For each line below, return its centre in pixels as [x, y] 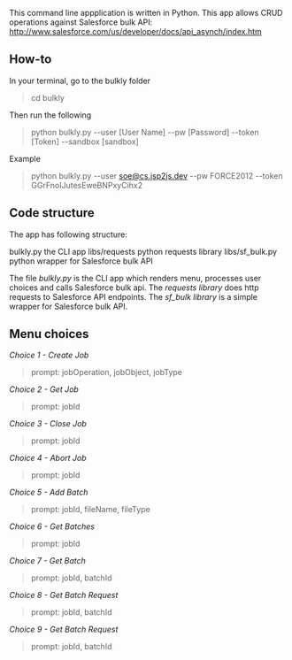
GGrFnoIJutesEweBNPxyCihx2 [87, 185]
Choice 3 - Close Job [48, 424]
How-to [31, 60]
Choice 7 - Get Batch [48, 561]
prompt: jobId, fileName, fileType [90, 510]
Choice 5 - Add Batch [49, 492]
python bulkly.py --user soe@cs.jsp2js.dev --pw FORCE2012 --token [157, 175]
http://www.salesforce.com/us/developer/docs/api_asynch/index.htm [136, 31]
